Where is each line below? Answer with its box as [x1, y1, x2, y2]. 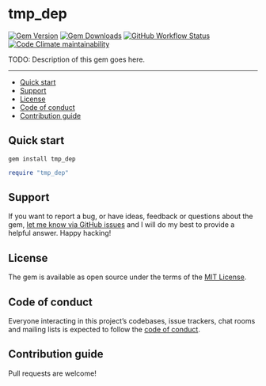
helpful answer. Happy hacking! [8, 229, 112, 238]
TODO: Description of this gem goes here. [8, 55, 145, 64]
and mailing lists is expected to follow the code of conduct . [8, 325, 200, 335]
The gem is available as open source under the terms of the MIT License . [8, 272, 247, 282]
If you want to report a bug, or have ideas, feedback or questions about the [8, 211, 253, 221]
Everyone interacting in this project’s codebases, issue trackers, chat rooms [8, 316, 256, 326]
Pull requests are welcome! [8, 369, 97, 378]
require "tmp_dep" [8, 168, 69, 176]
